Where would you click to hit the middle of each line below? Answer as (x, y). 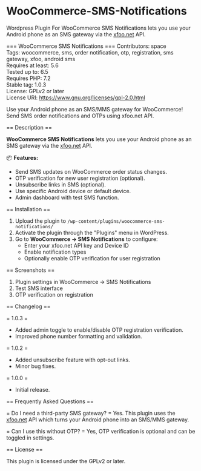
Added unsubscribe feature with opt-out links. (72, 360)
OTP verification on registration (54, 294)
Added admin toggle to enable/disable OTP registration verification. (99, 330)
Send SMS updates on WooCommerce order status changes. (91, 171)
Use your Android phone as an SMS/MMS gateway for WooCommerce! (95, 109)
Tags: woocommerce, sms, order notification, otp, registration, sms (90, 52)
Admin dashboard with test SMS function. (67, 197)
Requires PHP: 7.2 (28, 78)
